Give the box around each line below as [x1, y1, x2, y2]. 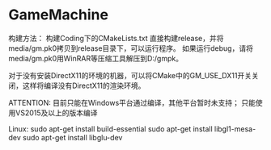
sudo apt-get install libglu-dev [23, 132, 123, 142]
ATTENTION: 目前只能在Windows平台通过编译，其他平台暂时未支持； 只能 [8, 98, 256, 107]
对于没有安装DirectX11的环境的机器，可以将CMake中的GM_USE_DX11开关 [8, 70, 252, 80]
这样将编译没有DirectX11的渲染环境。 [22, 81, 146, 90]
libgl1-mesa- [214, 123, 256, 134]
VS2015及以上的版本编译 [15, 107, 99, 118]
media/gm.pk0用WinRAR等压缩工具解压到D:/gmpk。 [8, 53, 184, 63]
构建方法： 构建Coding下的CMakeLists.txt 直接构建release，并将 [8, 33, 224, 43]
